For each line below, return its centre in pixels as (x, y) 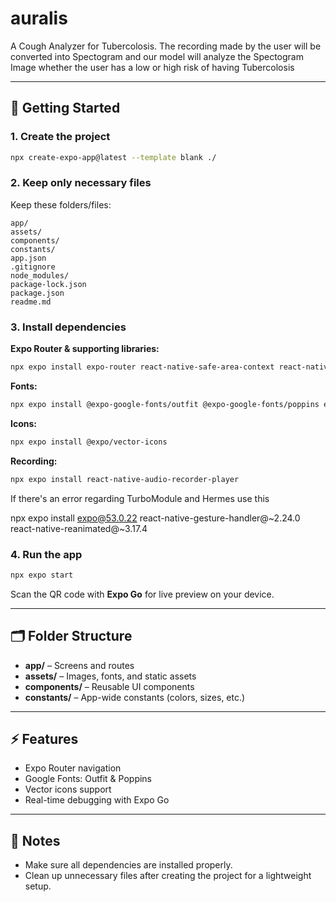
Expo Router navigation (73, 768)
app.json (28, 258)
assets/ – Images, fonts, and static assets (110, 676)
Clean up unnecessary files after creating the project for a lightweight (168, 876)
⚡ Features (44, 738)
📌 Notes (35, 840)
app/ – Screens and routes (79, 665)
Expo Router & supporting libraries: (85, 349)
